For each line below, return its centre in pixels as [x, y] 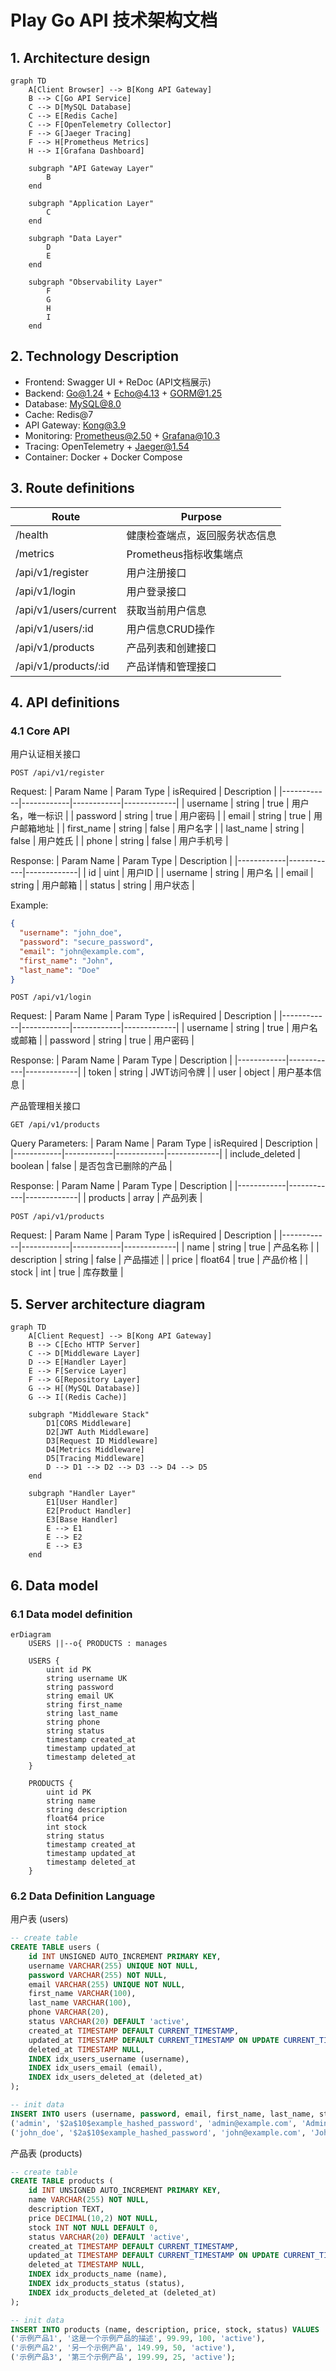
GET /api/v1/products [55, 1125]
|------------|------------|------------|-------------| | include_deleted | [155, 1154]
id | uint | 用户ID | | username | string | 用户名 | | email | [201, 873]
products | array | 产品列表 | [145, 1198]
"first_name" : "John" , [66, 961]
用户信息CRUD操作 [170, 629]
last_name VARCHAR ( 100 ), [80, 2003]
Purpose [201, 516]
